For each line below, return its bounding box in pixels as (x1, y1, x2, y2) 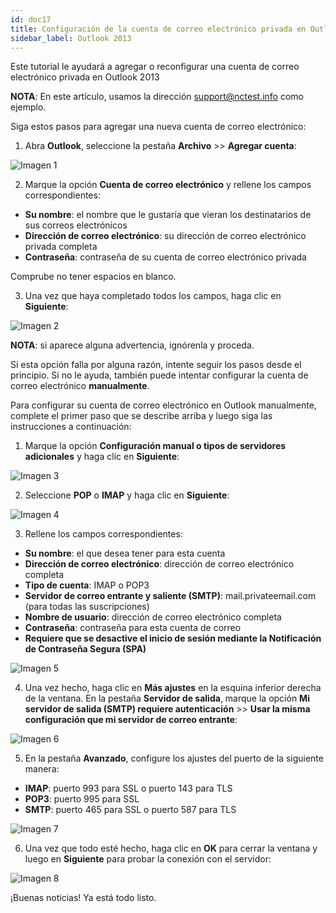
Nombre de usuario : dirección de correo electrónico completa (24, 611, 282, 623)
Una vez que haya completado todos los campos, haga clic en (24, 290, 282, 302)
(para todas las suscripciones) (24, 601, 150, 613)
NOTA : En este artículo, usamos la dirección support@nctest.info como (10, 91, 304, 103)
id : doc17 (10, 14, 52, 25)
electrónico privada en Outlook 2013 (10, 71, 160, 83)
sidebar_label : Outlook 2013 (10, 33, 132, 43)
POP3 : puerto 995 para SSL (24, 793, 140, 805)
